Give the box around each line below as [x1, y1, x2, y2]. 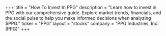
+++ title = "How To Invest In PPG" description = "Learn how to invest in [5, 5, 157, 10]
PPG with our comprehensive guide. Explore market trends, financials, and [5, 10, 161, 16]
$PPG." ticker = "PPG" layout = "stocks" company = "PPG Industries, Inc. [5, 20, 159, 26]
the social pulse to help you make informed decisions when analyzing [5, 15, 151, 21]
